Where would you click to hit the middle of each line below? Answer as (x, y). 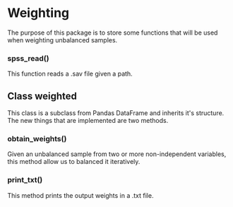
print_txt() (25, 180)
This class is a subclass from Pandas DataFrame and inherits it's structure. (116, 113)
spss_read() (28, 58)
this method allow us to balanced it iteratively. (74, 162)
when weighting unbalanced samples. (62, 40)
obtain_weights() (37, 138)
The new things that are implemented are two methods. (88, 121)
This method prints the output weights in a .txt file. (80, 195)
